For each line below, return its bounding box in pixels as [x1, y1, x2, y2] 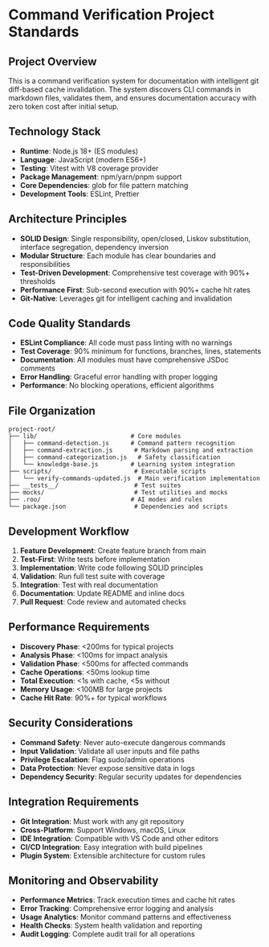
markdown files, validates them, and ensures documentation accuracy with [8, 93, 257, 102]
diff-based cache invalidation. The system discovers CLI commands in [8, 84, 241, 94]
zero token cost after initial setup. [8, 102, 119, 111]
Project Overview [8, 55, 97, 68]
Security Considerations [8, 716, 134, 730]
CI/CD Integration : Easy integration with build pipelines [19, 842, 203, 851]
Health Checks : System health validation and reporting [19, 920, 203, 930]
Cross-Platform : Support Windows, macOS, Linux [19, 825, 186, 834]
